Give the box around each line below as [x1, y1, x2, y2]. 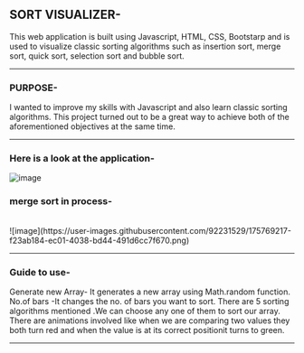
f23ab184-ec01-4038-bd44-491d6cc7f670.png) [9, 235, 190, 246]
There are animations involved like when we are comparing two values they [9, 315, 290, 326]
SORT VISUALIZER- [9, 7, 121, 23]
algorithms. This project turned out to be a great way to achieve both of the [9, 112, 290, 123]
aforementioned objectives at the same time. [9, 121, 176, 132]
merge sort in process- [9, 195, 113, 208]
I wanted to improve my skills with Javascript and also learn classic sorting [9, 102, 288, 113]
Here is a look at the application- [9, 153, 156, 165]
